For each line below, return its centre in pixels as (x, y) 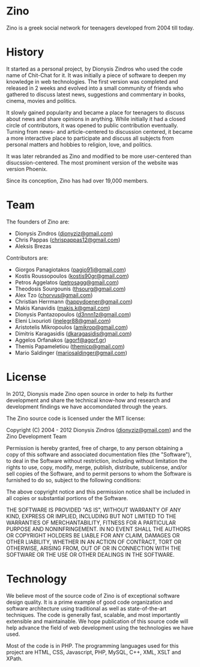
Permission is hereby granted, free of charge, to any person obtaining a (95, 448)
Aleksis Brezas (33, 246)
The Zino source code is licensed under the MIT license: (76, 418)
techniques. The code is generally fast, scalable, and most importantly (93, 615)
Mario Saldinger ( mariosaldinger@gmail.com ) (71, 352)
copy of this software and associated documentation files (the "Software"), (99, 454)
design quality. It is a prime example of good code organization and (89, 602)
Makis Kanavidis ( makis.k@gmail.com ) (62, 308)
